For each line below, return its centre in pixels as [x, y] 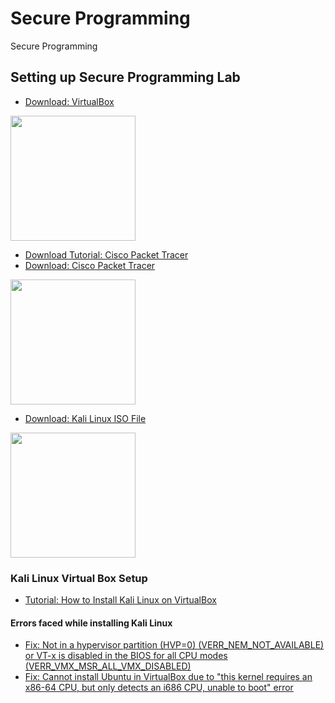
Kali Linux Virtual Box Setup [79, 578]
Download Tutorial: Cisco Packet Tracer [106, 254]
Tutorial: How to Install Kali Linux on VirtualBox [120, 600]
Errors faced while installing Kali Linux [91, 623]
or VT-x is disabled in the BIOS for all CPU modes [126, 656]
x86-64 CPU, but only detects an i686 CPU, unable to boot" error [159, 688]
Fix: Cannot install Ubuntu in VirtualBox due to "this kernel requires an [168, 677]
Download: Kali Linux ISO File [85, 418]
